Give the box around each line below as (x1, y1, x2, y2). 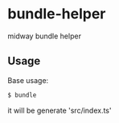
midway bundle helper (7, 31, 82, 41)
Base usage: (7, 75, 49, 85)
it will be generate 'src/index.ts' (7, 105, 112, 115)
